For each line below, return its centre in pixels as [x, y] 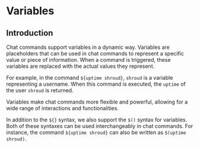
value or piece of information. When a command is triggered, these [88, 60]
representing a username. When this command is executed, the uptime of [96, 84]
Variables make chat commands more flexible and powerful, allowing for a [97, 102]
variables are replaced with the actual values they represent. [80, 66]
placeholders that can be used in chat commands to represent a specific [95, 54]
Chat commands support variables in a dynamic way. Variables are [88, 47]
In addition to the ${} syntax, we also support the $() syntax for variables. [97, 120]
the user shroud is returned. [40, 90]
